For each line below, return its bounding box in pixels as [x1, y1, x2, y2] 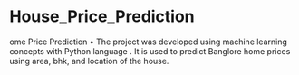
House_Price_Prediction [9, 6, 195, 27]
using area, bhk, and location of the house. [9, 55, 169, 66]
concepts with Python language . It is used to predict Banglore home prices [9, 45, 291, 56]
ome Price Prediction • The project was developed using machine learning [9, 36, 288, 47]
